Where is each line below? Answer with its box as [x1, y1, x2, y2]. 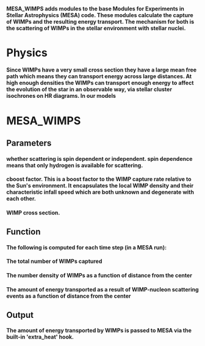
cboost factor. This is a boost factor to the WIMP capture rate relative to [6, 175, 192, 183]
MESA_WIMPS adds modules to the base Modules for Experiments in [6, 5, 185, 12]
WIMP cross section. [6, 208, 60, 216]
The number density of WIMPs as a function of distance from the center [6, 271, 192, 279]
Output [6, 309, 34, 320]
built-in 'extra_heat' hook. [6, 333, 74, 340]
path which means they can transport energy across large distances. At [6, 73, 192, 80]
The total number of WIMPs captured [6, 257, 103, 265]
